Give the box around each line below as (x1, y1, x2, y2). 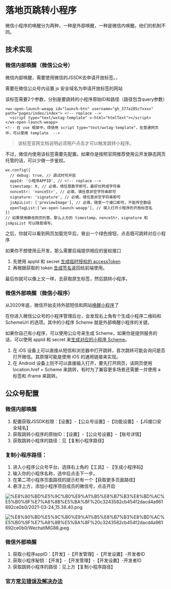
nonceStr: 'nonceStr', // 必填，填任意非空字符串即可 (10, 189, 116, 194)
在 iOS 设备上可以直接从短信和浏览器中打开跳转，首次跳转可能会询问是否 (12, 347, 165, 353)
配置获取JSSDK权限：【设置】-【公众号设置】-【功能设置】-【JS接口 (12, 418, 157, 424)
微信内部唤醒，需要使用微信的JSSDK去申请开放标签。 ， (5, 74, 121, 81)
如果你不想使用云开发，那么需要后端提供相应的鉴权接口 (5, 247, 121, 253)
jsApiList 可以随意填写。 (5, 220, 55, 226)
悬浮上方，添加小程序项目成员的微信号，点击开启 (12, 483, 116, 489)
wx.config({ (5, 167, 31, 172)
